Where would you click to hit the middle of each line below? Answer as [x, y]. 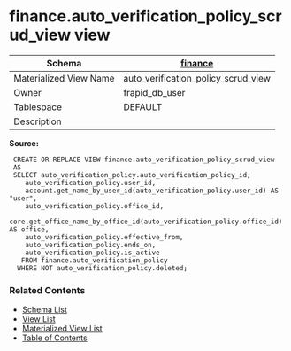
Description [38, 121]
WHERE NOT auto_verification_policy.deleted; [103, 268]
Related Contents [47, 290]
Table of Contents [54, 338]
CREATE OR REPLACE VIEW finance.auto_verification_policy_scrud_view [144, 160]
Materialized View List [62, 329]
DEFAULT [143, 106]
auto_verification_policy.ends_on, [91, 245]
